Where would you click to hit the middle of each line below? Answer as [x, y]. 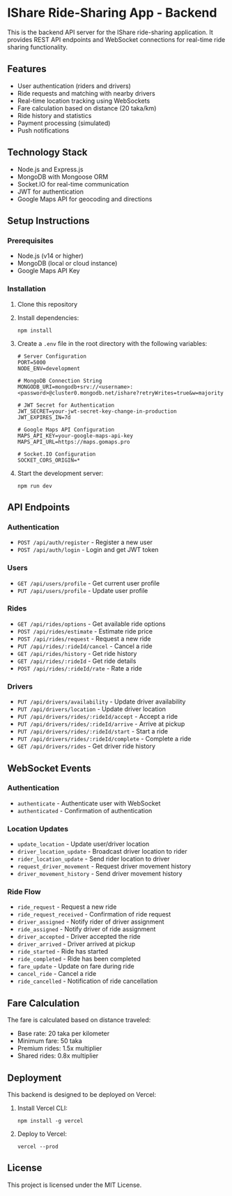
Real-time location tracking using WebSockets [84, 101]
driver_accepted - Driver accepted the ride [79, 937]
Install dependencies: [48, 318]
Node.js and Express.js [50, 169]
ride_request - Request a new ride [67, 907]
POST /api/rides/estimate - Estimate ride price [85, 631]
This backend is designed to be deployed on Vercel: [82, 1095]
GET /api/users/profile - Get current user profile [88, 583]
